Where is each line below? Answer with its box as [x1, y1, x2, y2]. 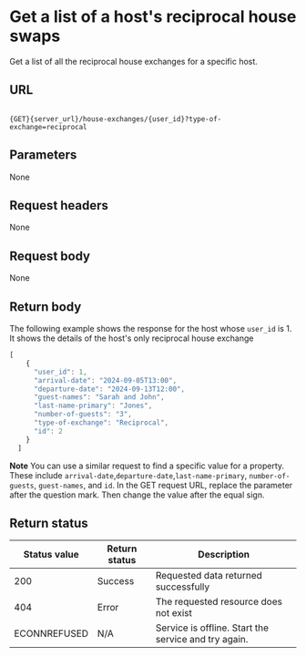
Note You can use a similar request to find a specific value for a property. [9, 460, 285, 471]
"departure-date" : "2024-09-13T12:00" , [33, 385, 185, 394]
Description [198, 549, 250, 561]
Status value [23, 549, 79, 561]
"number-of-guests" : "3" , [33, 410, 132, 419]
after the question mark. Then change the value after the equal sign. [9, 489, 265, 500]
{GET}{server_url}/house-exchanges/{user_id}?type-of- [9, 114, 222, 124]
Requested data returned [155, 570, 262, 582]
